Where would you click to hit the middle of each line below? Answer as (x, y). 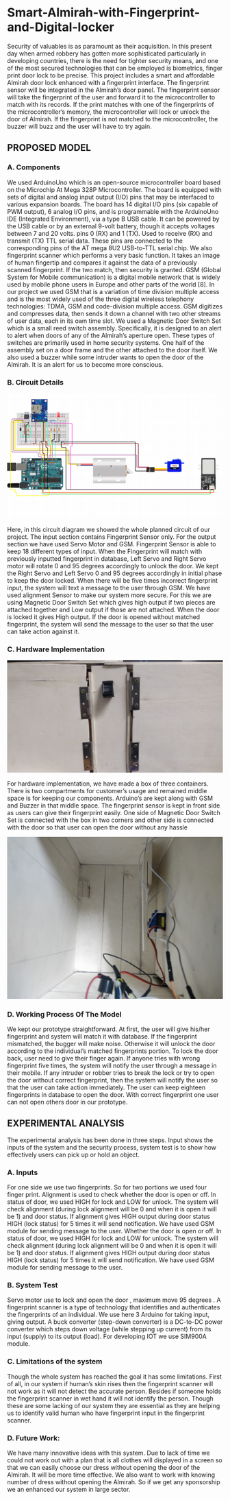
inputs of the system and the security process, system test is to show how (112, 1147)
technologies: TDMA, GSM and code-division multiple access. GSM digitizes (115, 306)
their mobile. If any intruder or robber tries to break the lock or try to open (111, 1073)
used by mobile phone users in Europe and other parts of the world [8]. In (111, 284)
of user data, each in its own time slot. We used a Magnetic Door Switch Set (114, 321)
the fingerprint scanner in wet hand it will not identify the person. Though (110, 1398)
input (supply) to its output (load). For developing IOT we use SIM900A (107, 1336)
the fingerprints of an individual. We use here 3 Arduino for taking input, (108, 1315)
